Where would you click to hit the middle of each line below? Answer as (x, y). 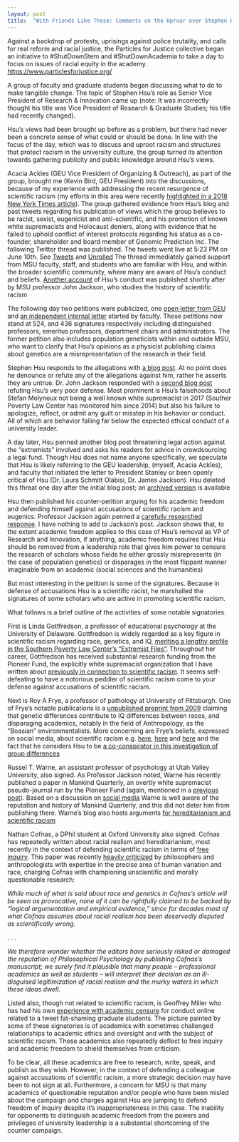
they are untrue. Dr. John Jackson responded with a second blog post (110, 383)
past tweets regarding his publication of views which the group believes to (116, 211)
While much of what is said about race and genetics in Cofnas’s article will (117, 893)
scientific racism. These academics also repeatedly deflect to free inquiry (115, 1041)
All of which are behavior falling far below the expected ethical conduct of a (118, 421)
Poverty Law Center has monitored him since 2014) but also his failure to (114, 405)
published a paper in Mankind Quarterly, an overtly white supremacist (110, 782)
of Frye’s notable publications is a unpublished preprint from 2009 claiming (117, 708)
